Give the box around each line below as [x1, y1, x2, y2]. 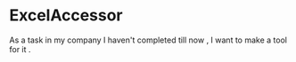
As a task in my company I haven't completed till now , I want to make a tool [9, 35, 288, 45]
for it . [9, 43, 31, 54]
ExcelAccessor [9, 5, 123, 26]
